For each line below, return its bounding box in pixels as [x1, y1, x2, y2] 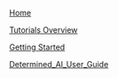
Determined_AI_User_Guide [9, 59, 109, 69]
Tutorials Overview [9, 25, 78, 35]
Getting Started [9, 42, 66, 52]
